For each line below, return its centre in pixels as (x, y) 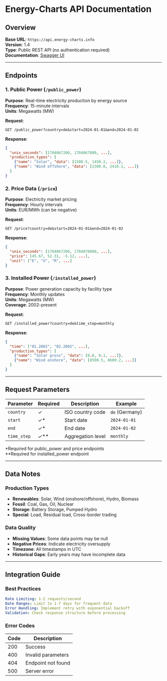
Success (36, 647)
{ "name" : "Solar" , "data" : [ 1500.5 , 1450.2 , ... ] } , (69, 162)
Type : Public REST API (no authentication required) (58, 50)
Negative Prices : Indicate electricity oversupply (61, 544)
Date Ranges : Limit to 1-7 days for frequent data (59, 604)
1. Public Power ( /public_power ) (43, 89)
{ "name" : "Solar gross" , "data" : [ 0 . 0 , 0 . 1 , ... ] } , (69, 356)
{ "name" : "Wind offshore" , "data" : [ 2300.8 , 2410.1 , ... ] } (77, 167)
